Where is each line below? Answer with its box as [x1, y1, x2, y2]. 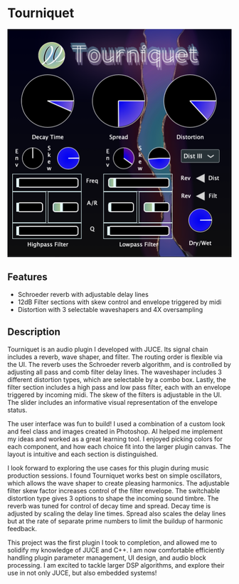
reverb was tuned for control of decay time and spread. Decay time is [7, 501, 211, 510]
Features [7, 271, 48, 283]
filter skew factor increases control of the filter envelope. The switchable [7, 486, 221, 495]
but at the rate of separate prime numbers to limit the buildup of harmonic [7, 516, 223, 525]
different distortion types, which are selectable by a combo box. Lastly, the [7, 375, 226, 383]
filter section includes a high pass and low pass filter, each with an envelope [7, 383, 231, 391]
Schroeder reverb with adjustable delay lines [17, 290, 149, 298]
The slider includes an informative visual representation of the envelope [7, 398, 218, 406]
